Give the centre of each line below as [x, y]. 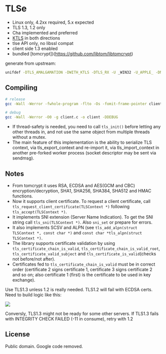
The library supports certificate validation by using [63, 243]
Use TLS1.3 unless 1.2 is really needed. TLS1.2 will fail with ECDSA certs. [79, 289]
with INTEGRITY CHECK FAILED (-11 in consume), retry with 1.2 [69, 318]
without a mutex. [29, 137]
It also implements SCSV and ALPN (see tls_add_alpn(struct [75, 227]
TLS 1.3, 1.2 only [29, 27]
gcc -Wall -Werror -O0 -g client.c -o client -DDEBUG [62, 117]
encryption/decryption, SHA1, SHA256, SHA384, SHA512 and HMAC [82, 191]
